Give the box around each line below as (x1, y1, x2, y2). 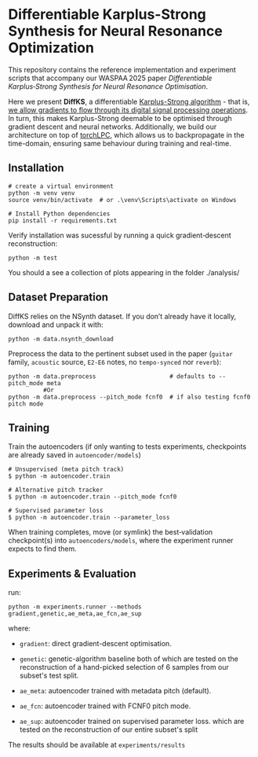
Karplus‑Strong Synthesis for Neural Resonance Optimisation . (8, 81, 209, 91)
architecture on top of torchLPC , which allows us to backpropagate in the (8, 130, 245, 139)
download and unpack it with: (8, 320, 104, 329)
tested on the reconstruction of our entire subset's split (19, 725, 198, 734)
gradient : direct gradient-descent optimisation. (19, 639, 173, 649)
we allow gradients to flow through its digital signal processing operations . (8, 105, 249, 115)
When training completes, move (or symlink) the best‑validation (8, 527, 213, 537)
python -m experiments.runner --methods (8, 603, 143, 611)
